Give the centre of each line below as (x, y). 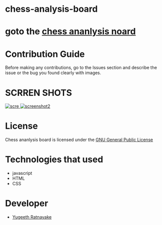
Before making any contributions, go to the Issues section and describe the (81, 68)
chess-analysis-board (52, 9)
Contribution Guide (45, 54)
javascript (22, 173)
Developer (27, 204)
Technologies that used (54, 159)
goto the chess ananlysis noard (70, 32)
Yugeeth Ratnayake (32, 217)
